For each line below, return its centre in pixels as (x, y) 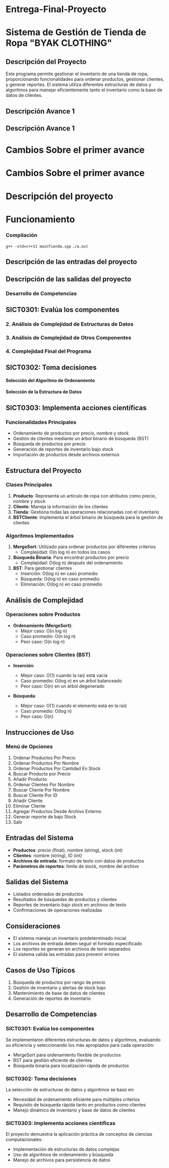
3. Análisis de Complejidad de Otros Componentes (68, 338)
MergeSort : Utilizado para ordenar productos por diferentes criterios (84, 547)
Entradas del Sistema (40, 838)
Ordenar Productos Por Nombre (46, 763)
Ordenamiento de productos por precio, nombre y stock (71, 433)
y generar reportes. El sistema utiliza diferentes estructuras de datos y (78, 85)
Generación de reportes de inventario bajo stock (63, 449)
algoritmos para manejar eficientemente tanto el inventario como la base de (84, 90)
